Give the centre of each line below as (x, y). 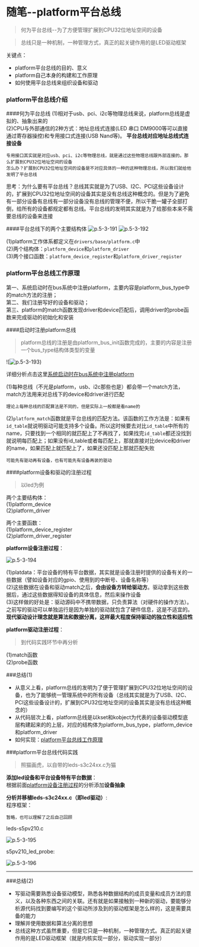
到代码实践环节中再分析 (49, 642)
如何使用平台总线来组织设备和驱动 (56, 82)
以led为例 (32, 485)
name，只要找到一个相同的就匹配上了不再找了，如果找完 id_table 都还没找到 (99, 433)
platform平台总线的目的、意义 (51, 68)
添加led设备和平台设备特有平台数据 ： (52, 777)
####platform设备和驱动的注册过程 (49, 472)
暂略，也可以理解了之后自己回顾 (39, 817)
